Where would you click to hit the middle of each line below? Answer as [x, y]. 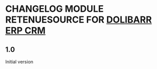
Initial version [19, 62]
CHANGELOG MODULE [54, 9]
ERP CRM [26, 31]
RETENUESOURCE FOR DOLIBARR [78, 20]
